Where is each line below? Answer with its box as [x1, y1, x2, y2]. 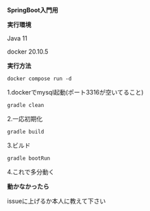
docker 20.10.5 [7, 47, 49, 55]
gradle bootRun [7, 155, 51, 162]
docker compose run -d [7, 75, 72, 82]
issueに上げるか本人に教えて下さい [7, 197, 106, 205]
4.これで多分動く [7, 168, 55, 176]
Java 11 [7, 34, 27, 42]
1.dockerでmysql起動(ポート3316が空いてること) [7, 88, 144, 96]
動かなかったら [7, 182, 49, 190]
